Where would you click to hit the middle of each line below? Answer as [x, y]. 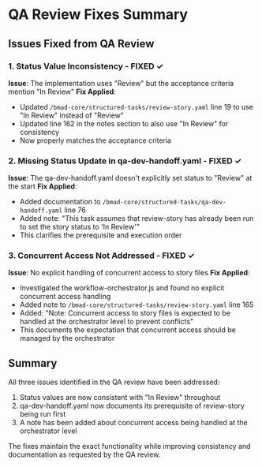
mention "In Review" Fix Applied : [62, 92]
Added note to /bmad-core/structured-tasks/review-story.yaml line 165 [137, 304]
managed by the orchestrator [67, 338]
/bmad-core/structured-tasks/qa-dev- [164, 203]
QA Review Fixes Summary [98, 15]
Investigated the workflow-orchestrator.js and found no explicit [122, 288]
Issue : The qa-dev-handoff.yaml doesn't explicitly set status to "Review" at [130, 178]
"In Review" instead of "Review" [72, 115]
